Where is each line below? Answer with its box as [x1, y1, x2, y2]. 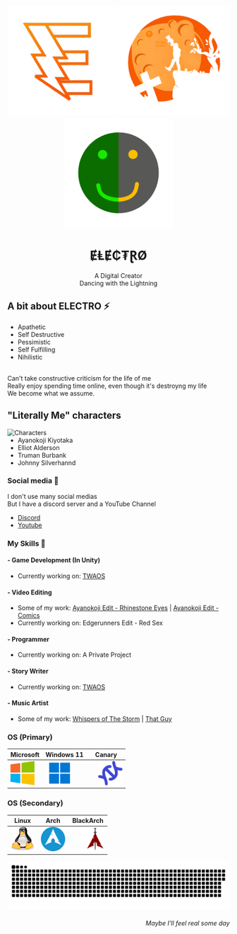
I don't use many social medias [7, 492, 97, 500]
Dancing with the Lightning [79, 279, 158, 287]
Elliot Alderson [17, 443, 60, 451]
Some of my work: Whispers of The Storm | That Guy [17, 714, 173, 723]
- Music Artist [7, 699, 49, 708]
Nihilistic [17, 352, 43, 361]
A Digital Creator [94, 271, 143, 279]
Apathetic [17, 323, 47, 331]
